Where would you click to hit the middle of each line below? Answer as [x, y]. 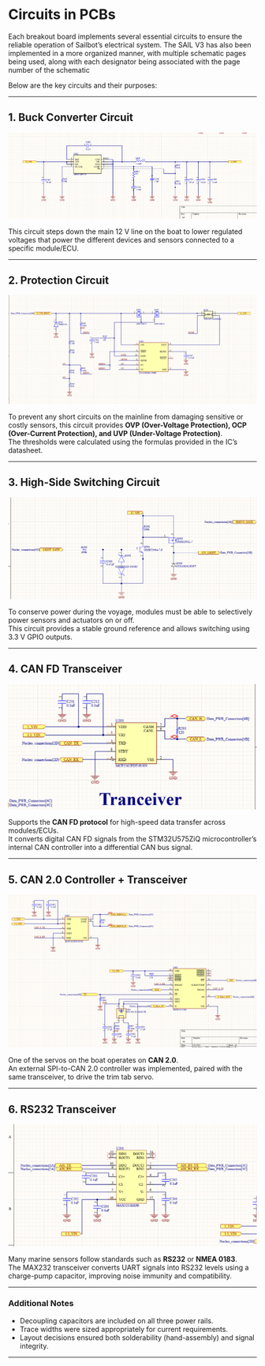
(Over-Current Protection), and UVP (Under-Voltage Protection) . [116, 433]
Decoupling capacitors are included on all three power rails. [116, 1320]
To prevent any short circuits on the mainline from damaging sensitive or [126, 416]
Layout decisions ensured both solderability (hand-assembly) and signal [137, 1338]
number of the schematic [49, 70]
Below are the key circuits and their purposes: [83, 85]
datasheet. [26, 450]
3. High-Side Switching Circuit [84, 482]
